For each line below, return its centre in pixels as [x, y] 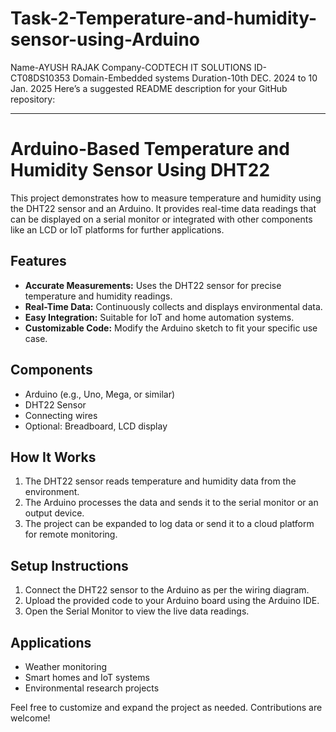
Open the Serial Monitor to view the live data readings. [137, 611]
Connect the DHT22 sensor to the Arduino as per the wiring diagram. [167, 590]
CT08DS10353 [40, 78]
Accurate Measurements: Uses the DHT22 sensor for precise [153, 285]
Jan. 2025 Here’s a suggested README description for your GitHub [149, 88]
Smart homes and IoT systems [87, 677]
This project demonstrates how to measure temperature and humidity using [166, 198]
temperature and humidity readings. [98, 296]
